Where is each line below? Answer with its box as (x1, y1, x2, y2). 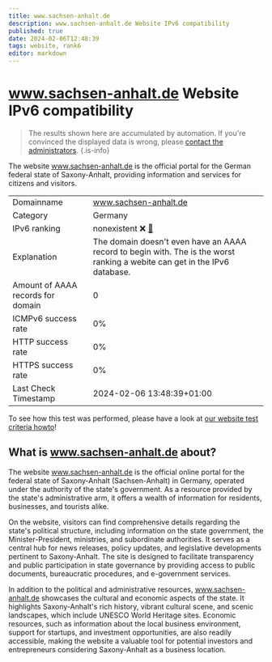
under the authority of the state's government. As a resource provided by (8, 484, 253, 494)
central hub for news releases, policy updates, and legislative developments (8, 543, 261, 553)
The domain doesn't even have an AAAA (92, 236, 247, 247)
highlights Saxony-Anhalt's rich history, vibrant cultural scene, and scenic (8, 601, 254, 611)
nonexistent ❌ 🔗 (92, 223, 154, 234)
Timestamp (12, 393, 56, 404)
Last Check (12, 382, 56, 393)
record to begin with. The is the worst (92, 246, 235, 257)
